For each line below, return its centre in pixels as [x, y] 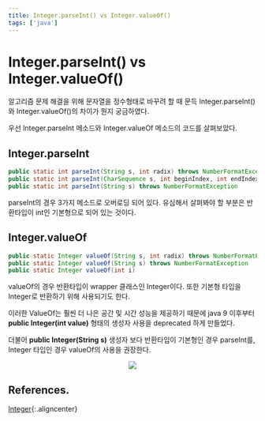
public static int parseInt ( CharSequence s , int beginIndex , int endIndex [134, 179]
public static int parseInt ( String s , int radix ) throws [104, 172]
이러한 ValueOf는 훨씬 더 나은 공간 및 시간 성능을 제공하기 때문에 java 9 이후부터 [131, 314]
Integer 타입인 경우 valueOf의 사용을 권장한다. [80, 350]
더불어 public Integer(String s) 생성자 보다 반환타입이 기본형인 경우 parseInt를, [132, 340]
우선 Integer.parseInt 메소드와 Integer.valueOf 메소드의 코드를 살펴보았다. [123, 128]
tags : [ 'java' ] [33, 23]
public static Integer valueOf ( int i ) [72, 271]
